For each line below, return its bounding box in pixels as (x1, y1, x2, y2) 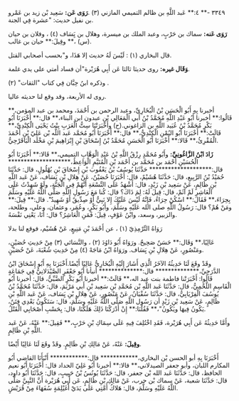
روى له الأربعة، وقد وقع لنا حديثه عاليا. (8, 92, 107, 100)
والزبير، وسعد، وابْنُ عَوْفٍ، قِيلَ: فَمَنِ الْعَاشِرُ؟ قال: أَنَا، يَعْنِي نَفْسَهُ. (8, 210, 177, 218)
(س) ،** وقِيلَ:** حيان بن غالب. (8, 37, 92, 46)
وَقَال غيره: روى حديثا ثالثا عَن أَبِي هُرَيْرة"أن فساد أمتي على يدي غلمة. (8, 65, 191, 73)
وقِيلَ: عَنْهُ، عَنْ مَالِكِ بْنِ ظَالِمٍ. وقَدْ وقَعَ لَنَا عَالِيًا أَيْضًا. (8, 340, 142, 348)
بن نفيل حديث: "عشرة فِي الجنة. (8, 16, 94, 24)
